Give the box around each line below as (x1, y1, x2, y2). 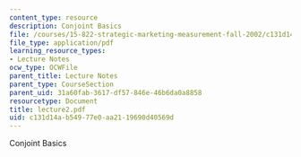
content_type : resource (9, 13, 99, 22)
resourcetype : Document (9, 96, 99, 106)
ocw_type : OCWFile (9, 64, 78, 73)
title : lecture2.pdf (9, 105, 87, 114)
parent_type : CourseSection (9, 80, 115, 89)
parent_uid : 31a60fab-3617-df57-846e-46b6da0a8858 (9, 88, 202, 97)
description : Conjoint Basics (9, 22, 123, 31)
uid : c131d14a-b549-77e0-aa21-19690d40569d (9, 113, 175, 122)
